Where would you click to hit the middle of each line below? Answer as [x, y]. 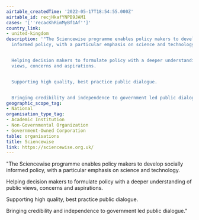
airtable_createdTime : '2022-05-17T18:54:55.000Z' [70, 12]
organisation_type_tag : [36, 114]
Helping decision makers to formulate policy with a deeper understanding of [99, 182]
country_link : [24, 28]
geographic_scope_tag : [34, 103]
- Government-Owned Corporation [46, 131]
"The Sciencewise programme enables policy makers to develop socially [95, 164]
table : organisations [33, 136]
